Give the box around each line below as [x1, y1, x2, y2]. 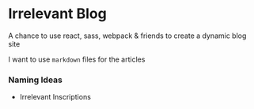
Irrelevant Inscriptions [19, 92, 91, 102]
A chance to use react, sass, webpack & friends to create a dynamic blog [8, 31, 247, 40]
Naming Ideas [8, 74, 63, 85]
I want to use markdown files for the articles [8, 54, 146, 64]
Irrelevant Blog [8, 5, 107, 23]
